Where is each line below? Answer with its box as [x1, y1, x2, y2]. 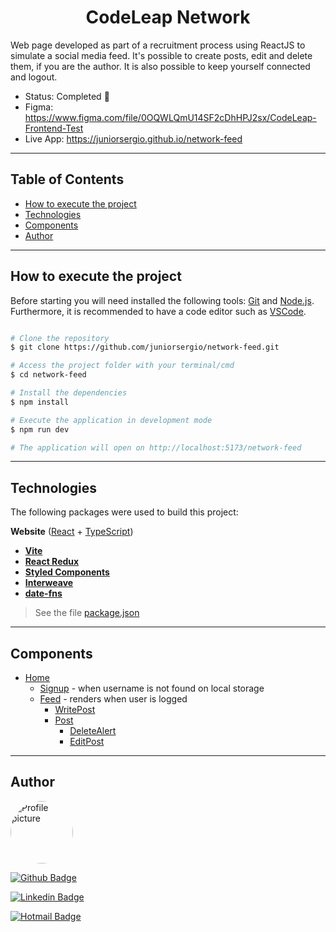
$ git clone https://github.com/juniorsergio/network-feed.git [10, 342, 280, 353]
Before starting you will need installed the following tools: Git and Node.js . [10, 294, 315, 306]
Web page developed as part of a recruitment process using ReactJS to [10, 39, 306, 51]
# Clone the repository [10, 333, 110, 343]
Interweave [24, 577, 74, 589]
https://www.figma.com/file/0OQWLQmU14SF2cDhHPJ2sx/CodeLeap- [24, 111, 317, 123]
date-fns [24, 587, 63, 600]
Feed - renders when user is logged [39, 693, 188, 705]
